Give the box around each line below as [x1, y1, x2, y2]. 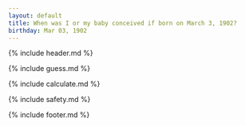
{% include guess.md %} [8, 64, 90, 73]
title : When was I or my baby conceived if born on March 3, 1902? [8, 19, 238, 27]
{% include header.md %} [8, 49, 93, 58]
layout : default [8, 11, 62, 20]
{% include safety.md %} [8, 95, 91, 104]
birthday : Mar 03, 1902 [8, 26, 88, 34]
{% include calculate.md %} [8, 79, 101, 89]
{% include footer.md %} [8, 110, 90, 120]
